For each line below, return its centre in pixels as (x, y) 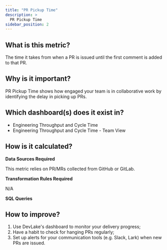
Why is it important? (38, 79)
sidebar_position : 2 (27, 24)
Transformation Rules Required (39, 178)
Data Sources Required (30, 158)
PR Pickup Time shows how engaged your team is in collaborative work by (83, 91)
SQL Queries (19, 198)
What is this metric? (38, 45)
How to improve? (33, 214)
